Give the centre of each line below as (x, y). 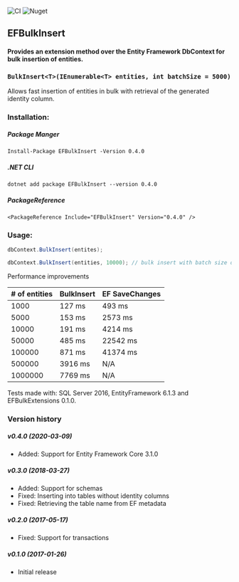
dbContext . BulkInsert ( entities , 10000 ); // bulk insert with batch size (117, 263)
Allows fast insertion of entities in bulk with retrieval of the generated (108, 91)
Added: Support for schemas (60, 489)
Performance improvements (48, 276)
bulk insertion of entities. (46, 59)
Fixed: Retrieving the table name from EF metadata (92, 504)
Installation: (28, 118)
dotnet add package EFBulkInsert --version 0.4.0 (83, 185)
